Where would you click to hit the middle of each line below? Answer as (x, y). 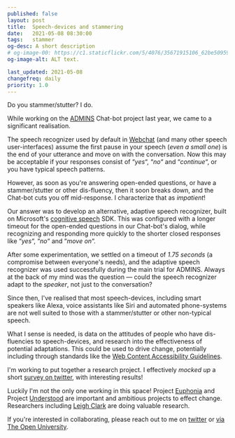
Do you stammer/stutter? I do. (50, 105)
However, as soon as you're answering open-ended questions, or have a (112, 183)
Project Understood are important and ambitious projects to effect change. (115, 398)
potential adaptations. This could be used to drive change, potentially (107, 349)
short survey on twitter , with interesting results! (75, 377)
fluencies (21, 341)
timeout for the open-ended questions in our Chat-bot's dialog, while (107, 226)
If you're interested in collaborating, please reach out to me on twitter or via (116, 419)
